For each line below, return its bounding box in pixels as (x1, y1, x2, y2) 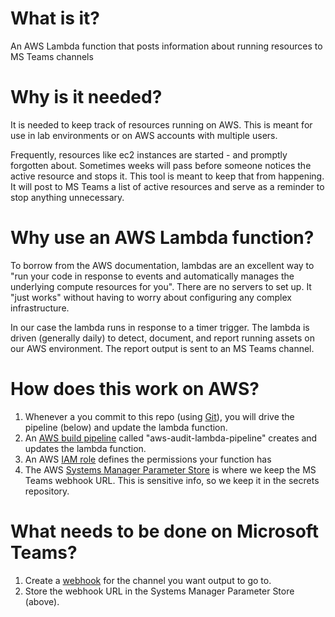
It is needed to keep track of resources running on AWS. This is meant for (10, 118, 313, 131)
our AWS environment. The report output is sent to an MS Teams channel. (10, 342, 315, 354)
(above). (24, 595, 60, 607)
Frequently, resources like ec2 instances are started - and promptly (10, 148, 288, 161)
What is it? (10, 7, 101, 30)
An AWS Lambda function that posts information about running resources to (10, 40, 323, 52)
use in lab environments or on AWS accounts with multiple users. (10, 129, 278, 141)
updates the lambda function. (24, 442, 147, 454)
